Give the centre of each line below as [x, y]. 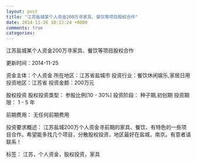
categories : [21, 33]
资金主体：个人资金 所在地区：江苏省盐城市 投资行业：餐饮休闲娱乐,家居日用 [98, 75]
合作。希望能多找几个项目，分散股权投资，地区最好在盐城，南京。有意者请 [101, 134]
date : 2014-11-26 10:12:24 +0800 [47, 22]
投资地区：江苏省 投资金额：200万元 [50, 83]
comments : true [25, 28]
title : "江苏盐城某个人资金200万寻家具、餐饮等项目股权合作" [72, 17]
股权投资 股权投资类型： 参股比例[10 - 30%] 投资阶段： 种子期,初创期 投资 [95, 95]
